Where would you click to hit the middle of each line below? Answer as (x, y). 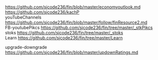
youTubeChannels (23, 17)
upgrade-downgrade (26, 47)
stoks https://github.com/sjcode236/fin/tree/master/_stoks (64, 33)
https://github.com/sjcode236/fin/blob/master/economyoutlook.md (73, 7)
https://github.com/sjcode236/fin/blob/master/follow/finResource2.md (76, 22)
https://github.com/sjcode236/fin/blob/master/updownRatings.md (72, 52)
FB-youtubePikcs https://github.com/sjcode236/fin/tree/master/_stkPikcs (79, 28)
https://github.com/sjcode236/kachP (42, 12)
